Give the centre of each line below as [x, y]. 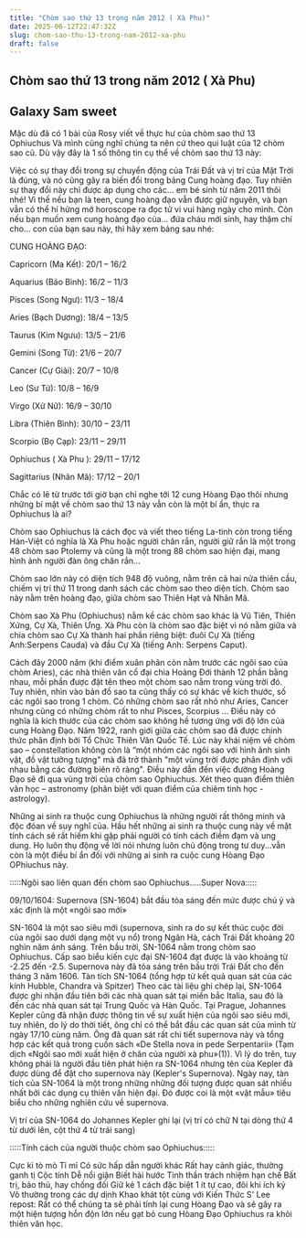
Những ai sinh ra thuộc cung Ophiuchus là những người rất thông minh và [148, 816]
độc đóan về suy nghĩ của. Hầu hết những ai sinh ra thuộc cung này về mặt [151, 826]
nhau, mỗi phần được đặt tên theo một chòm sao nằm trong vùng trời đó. [146, 682]
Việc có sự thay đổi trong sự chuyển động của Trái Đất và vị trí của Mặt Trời [152, 171]
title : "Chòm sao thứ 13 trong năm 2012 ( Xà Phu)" [110, 18]
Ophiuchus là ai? [41, 514]
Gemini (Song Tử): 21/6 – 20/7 [66, 353]
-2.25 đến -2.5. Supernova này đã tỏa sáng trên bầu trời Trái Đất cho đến [147, 966]
